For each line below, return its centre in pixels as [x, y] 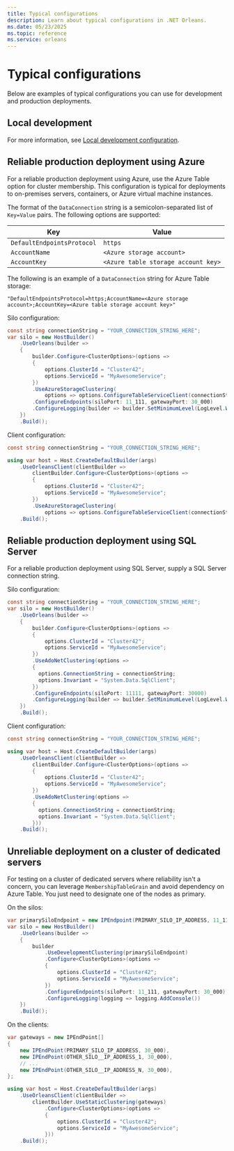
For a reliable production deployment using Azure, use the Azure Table [109, 178]
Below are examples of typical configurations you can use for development [115, 94]
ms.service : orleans [37, 40]
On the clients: [28, 1024]
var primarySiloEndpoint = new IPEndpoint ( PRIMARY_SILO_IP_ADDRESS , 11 [113, 920]
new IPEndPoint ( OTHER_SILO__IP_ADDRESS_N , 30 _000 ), [96, 1070]
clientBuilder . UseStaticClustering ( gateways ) [100, 1102]
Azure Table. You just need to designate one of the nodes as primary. [107, 894]
